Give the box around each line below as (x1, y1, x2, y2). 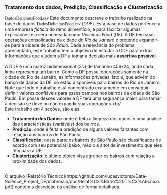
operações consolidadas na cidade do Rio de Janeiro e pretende (5, 37, 138, 43)
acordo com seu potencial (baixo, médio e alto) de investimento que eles (12, 142, 162, 148)
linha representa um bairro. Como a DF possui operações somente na (5, 69, 148, 75)
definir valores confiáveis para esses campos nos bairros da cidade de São (5, 90, 160, 96)
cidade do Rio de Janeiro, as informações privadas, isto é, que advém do (5, 74, 156, 80)
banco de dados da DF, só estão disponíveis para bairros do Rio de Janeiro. (5, 79, 161, 86)
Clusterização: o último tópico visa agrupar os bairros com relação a (12, 153, 155, 159)
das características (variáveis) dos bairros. (12, 121, 101, 127)
